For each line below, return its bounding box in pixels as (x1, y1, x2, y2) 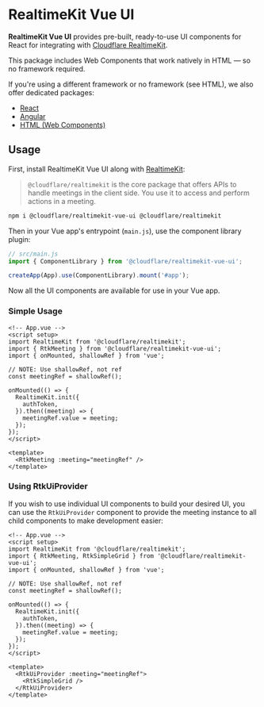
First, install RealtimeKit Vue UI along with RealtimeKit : (8, 164, 186, 174)
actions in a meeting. (27, 196, 97, 206)
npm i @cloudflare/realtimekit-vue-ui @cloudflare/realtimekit (8, 212, 222, 220)
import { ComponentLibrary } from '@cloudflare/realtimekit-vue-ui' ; (8, 257, 243, 265)
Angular (19, 111, 46, 121)
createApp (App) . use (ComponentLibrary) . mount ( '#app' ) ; (8, 271, 190, 279)
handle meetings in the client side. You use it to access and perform (27, 188, 250, 198)
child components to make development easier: (8, 516, 164, 525)
